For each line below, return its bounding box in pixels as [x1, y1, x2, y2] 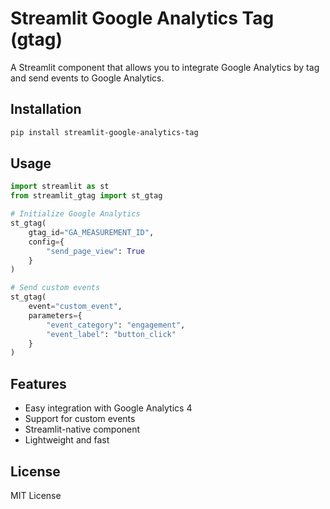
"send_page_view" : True [46, 246, 145, 256]
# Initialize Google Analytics [10, 209, 141, 219]
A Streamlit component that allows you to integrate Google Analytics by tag [10, 61, 320, 73]
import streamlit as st [10, 182, 110, 192]
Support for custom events [24, 413, 136, 425]
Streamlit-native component [24, 423, 141, 436]
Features [10, 375, 67, 392]
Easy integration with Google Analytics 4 [24, 402, 193, 414]
